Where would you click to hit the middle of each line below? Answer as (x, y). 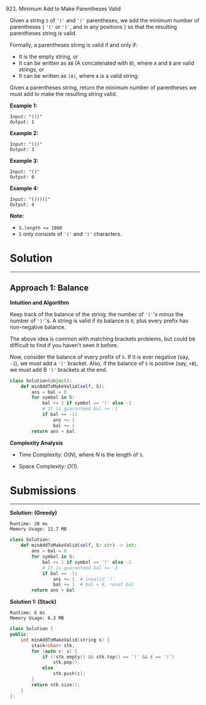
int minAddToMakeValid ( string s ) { (65, 640)
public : (20, 634)
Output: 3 (22, 150)
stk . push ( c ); (69, 674)
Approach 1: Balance (49, 288)
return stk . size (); (56, 684)
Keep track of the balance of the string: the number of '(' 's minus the (97, 314)
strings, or (31, 69)
